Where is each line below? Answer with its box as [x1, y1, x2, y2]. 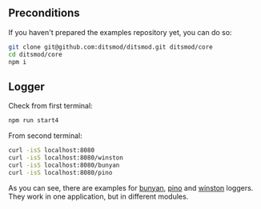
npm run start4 [8, 116, 59, 124]
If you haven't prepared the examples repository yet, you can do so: [8, 27, 232, 37]
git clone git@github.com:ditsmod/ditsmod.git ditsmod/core [8, 43, 214, 51]
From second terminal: [8, 131, 82, 140]
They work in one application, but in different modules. [8, 191, 189, 201]
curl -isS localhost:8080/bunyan [8, 161, 120, 169]
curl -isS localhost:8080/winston [8, 154, 124, 162]
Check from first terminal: [8, 101, 94, 111]
